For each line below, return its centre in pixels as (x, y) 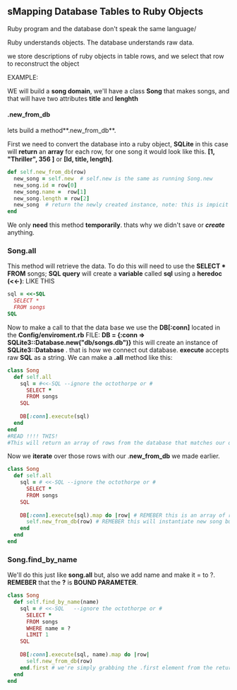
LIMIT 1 (37, 635)
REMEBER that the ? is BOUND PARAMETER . (73, 583)
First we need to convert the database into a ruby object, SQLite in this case (118, 144)
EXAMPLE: (23, 77)
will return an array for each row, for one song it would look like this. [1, (111, 152)
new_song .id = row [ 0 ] (45, 185)
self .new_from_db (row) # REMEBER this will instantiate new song (124, 522)
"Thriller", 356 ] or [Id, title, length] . (61, 159)
